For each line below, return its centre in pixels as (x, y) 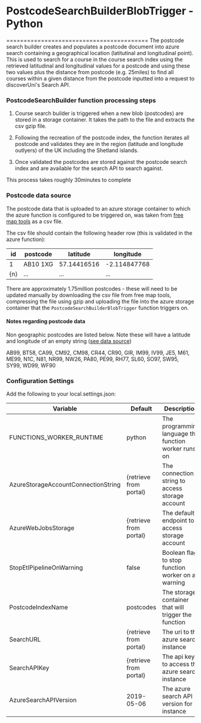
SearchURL (25, 640)
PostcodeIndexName (39, 607)
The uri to (176, 632)
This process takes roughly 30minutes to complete (69, 180)
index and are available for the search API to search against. (89, 168)
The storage (179, 593)
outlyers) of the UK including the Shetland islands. (77, 150)
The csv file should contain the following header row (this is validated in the (99, 233)
